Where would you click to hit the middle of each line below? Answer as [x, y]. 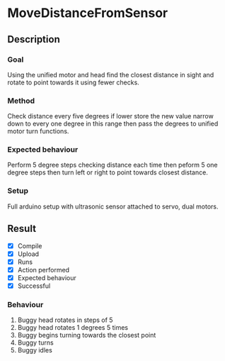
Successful [34, 286]
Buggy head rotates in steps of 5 [65, 320]
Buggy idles [35, 350]
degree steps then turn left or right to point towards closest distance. [108, 172]
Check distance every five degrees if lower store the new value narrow [110, 116]
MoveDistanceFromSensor [88, 13]
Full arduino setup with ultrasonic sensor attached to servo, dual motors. [113, 206]
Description [34, 39]
